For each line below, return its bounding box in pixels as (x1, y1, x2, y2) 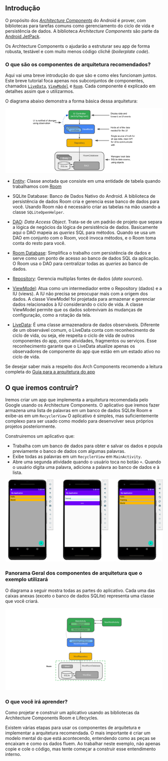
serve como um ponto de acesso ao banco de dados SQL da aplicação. (12, 256, 160, 262)
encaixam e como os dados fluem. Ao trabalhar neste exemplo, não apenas (5, 740, 161, 747)
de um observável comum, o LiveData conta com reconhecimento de (12, 327, 155, 333)
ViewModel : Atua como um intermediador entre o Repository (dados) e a (12, 286, 162, 292)
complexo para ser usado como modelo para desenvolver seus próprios (5, 418, 153, 424)
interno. (5, 751, 21, 757)
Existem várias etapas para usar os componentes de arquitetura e (5, 725, 141, 731)
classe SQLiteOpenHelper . (12, 209, 64, 215)
